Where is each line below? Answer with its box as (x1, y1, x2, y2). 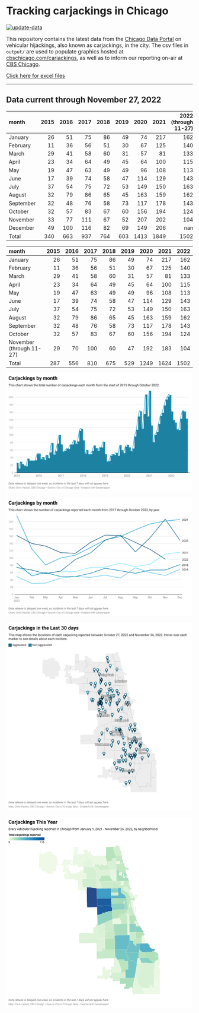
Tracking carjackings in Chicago (6, 4, 169, 18)
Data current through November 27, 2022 (6, 95, 162, 105)
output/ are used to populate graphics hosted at (6, 48, 124, 55)
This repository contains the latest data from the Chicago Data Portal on (6, 35, 182, 42)
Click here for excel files (6, 72, 65, 79)
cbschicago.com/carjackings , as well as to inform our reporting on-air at (6, 54, 183, 61)
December (8, 224, 34, 232)
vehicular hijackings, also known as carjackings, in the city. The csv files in (6, 42, 189, 49)
